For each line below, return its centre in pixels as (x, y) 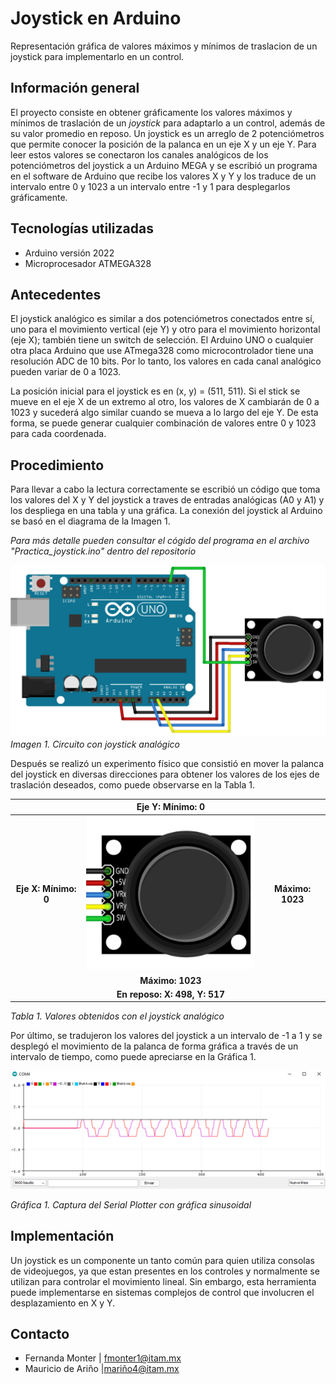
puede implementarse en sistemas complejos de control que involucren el (162, 1292)
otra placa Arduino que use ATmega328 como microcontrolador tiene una (162, 351)
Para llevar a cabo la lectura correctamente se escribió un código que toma (165, 489)
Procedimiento (57, 465)
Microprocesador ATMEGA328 (88, 263)
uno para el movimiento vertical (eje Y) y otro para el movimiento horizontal (165, 329)
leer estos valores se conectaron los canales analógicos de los (139, 154)
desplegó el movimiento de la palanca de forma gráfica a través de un (154, 1046)
